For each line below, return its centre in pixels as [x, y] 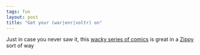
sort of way [20, 46]
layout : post [22, 17]
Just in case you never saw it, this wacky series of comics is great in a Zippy [100, 40]
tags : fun [18, 12]
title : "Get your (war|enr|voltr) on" [54, 22]
